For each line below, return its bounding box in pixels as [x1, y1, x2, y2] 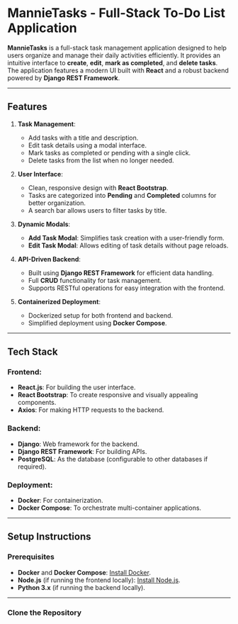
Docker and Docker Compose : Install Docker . [17, 568, 151, 576]
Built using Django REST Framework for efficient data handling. [28, 268, 214, 277]
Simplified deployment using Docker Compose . [28, 318, 168, 327]
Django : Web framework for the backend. [17, 440, 140, 448]
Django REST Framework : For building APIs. [17, 447, 147, 455]
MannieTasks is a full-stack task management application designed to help [7, 43, 227, 52]
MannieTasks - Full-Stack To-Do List [7, 5, 225, 21]
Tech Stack [7, 346, 58, 358]
